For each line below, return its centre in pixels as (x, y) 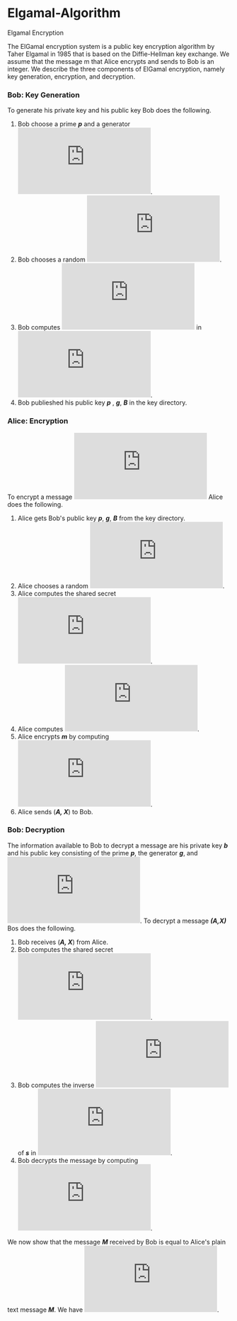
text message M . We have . (113, 1310)
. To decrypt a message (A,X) (183, 921)
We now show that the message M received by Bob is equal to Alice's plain (117, 1242)
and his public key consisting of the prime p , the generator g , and (103, 853)
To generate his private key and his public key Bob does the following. (109, 111)
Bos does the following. (42, 928)
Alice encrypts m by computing (63, 736)
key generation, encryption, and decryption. (71, 77)
